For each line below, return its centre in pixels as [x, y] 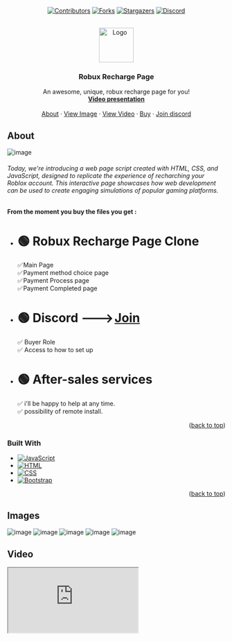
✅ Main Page [35, 265]
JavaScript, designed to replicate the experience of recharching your [106, 175]
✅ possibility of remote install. [60, 412]
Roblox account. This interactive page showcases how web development [111, 183]
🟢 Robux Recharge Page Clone [108, 241]
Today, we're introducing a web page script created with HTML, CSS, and [113, 168]
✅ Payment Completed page [57, 288]
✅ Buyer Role [36, 342]
